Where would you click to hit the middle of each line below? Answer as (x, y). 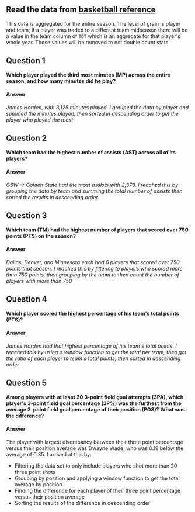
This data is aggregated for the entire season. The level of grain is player (93, 23)
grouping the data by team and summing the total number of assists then (94, 191)
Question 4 (27, 300)
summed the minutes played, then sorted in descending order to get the (93, 113)
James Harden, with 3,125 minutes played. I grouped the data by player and (97, 107)
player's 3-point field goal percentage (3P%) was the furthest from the (94, 403)
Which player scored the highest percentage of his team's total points (93, 313)
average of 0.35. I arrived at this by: (49, 454)
